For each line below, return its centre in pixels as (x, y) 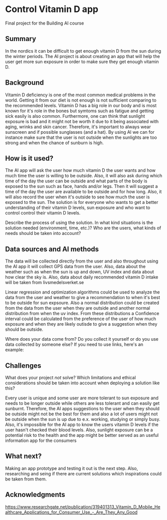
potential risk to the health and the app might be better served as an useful (82, 435)
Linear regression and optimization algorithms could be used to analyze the (83, 292)
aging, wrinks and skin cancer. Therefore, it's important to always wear (78, 127)
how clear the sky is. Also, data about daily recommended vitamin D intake (82, 277)
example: (14, 350)
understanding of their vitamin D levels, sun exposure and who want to (78, 208)
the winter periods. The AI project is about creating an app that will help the (83, 56)
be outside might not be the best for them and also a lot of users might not (82, 414)
